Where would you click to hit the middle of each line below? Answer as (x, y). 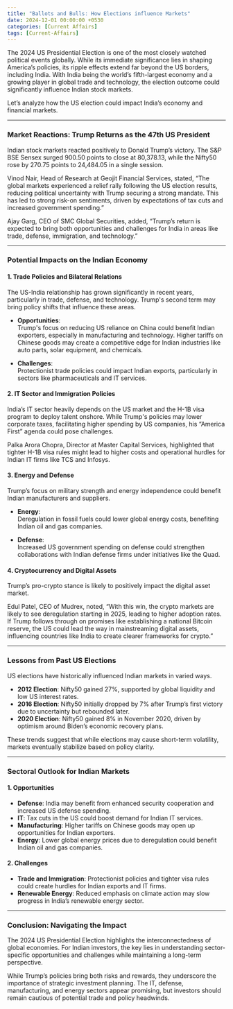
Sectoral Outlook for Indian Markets (69, 771)
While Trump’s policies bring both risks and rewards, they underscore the (112, 976)
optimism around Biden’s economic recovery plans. (90, 726)
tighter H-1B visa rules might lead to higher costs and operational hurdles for (116, 452)
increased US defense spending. (64, 810)
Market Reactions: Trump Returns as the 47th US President (109, 135)
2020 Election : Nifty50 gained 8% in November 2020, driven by (109, 718)
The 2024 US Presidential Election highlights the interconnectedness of (109, 940)
